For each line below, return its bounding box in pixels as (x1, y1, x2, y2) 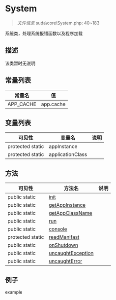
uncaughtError (49, 258, 83, 264)
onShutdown (49, 242, 79, 249)
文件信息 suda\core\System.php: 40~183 (17, 20, 100, 26)
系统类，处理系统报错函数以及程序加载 (5, 30, 83, 36)
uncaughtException (49, 250, 94, 257)
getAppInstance (49, 202, 86, 209)
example (5, 289, 23, 295)
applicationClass (49, 151, 87, 158)
